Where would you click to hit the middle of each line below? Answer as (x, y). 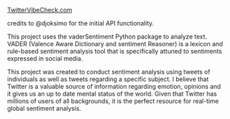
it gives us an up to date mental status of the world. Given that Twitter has (112, 94)
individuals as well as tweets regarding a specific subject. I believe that (108, 79)
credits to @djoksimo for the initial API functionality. (80, 23)
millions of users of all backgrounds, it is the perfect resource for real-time (113, 101)
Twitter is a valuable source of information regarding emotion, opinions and (114, 86)
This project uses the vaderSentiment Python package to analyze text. (107, 36)
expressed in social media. (45, 58)
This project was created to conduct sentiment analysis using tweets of (109, 72)
